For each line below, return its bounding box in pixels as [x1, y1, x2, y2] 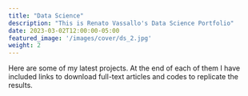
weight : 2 [8, 42, 42, 50]
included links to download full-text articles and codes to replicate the [8, 72, 238, 82]
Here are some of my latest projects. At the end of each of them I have [8, 63, 241, 73]
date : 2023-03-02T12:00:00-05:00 [8, 26, 120, 34]
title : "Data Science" [8, 11, 84, 20]
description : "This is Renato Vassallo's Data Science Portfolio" [8, 19, 234, 27]
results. [8, 81, 34, 90]
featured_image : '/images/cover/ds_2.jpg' [8, 34, 152, 42]
